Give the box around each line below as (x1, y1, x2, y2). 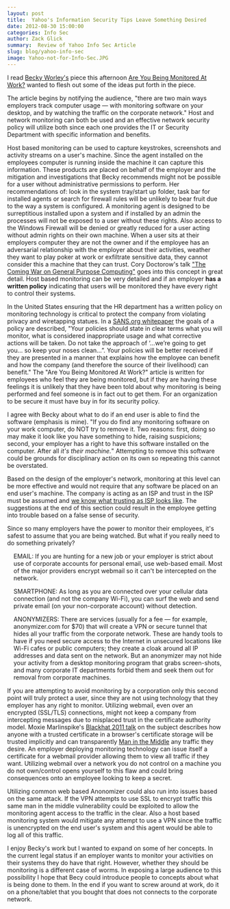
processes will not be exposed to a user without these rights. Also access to (7, 216, 222, 225)
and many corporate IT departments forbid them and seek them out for (13, 666, 214, 674)
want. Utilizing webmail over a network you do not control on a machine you (7, 759, 221, 767)
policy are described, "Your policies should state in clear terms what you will (7, 324, 222, 332)
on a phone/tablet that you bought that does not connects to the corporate (7, 888, 218, 896)
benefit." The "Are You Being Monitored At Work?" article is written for (7, 368, 205, 376)
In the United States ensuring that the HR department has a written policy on (7, 302, 222, 310)
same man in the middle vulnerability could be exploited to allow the (7, 801, 199, 810)
